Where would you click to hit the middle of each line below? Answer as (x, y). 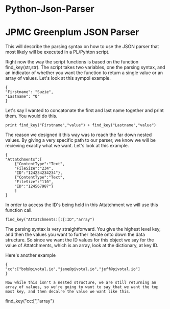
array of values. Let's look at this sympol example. (58, 78)
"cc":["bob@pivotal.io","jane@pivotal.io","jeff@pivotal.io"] (73, 269)
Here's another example (31, 255)
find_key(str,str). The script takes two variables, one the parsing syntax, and (85, 68)
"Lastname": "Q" (22, 97)
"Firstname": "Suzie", (29, 92)
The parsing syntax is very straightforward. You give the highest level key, (83, 229)
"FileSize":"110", (34, 182)
